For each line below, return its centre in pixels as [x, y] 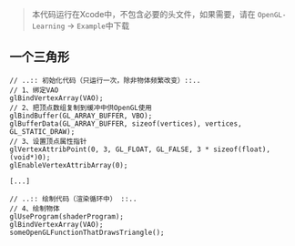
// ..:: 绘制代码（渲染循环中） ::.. [73, 199]
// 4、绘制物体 [35, 209]
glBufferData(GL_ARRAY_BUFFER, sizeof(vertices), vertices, [126, 123]
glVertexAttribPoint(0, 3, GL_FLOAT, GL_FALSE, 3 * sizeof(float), [140, 149]
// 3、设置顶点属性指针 [48, 141]
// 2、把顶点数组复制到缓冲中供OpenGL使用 [81, 108]
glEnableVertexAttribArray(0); [69, 165]
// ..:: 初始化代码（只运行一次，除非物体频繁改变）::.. [105, 80]
